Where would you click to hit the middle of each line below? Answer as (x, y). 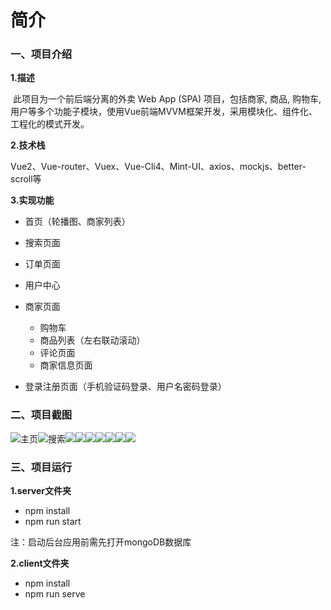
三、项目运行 (41, 467)
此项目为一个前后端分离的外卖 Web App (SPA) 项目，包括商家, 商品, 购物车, (167, 99)
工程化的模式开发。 (50, 124)
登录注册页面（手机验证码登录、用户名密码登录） (125, 387)
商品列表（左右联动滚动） (92, 340)
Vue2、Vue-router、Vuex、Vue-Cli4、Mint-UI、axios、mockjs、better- (158, 167)
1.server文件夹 (41, 491)
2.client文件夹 (40, 563)
